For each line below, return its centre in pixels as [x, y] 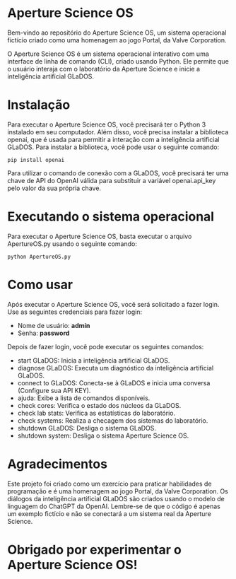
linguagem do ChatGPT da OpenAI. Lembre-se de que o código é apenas [114, 506]
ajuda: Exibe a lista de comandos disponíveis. [84, 398]
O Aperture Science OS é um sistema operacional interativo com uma [108, 54]
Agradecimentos [58, 464]
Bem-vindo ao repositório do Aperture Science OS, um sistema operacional [117, 33]
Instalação [39, 105]
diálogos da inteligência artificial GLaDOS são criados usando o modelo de [116, 498]
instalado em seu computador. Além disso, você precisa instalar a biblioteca [118, 131]
